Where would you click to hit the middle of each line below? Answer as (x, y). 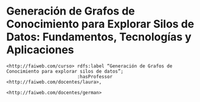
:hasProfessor (95, 76)
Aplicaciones (40, 50)
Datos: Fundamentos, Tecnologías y (99, 37)
